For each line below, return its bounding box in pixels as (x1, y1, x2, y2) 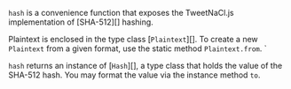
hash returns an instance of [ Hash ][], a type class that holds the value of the (8, 61, 283, 70)
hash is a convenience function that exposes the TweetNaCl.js (8, 8, 234, 18)
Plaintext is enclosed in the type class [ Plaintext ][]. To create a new (8, 34, 258, 44)
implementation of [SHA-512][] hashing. (8, 17, 154, 27)
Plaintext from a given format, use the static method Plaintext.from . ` (8, 43, 267, 54)
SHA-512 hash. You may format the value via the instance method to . (8, 70, 261, 80)
